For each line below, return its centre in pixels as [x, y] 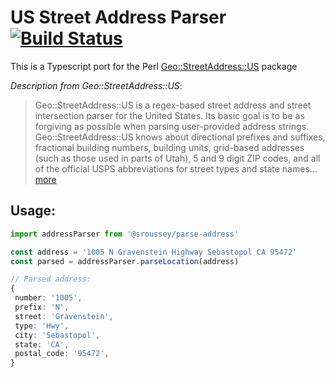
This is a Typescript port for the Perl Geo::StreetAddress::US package [154, 66]
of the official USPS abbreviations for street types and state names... [176, 168]
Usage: [33, 211]
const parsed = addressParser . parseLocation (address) [125, 261]
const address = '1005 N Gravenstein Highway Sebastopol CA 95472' [154, 252]
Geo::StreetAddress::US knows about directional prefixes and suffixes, [180, 137]
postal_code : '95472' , [62, 354]
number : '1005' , [48, 298]
